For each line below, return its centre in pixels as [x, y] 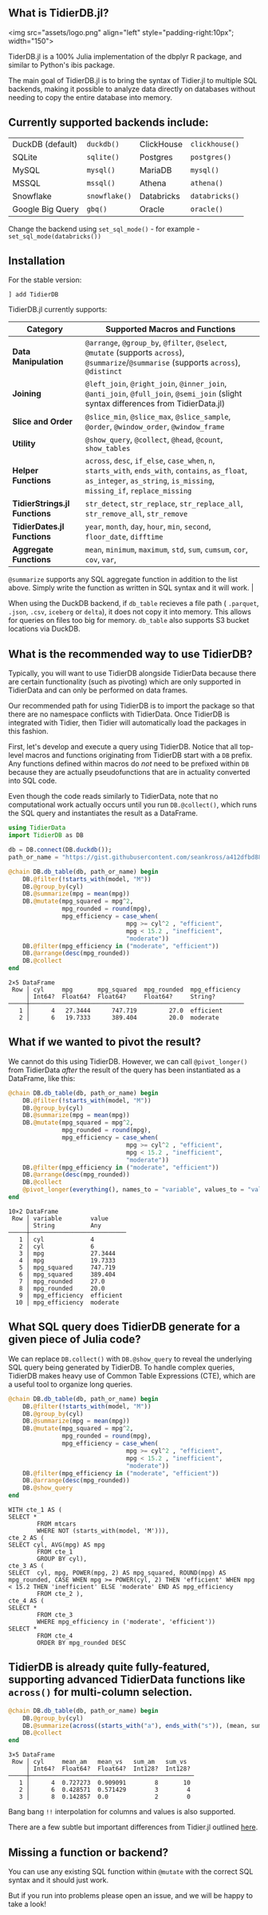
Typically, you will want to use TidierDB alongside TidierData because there [132, 673]
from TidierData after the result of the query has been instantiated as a [124, 1070]
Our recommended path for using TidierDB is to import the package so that [132, 706]
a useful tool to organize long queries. [71, 1384]
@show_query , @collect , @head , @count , [154, 440]
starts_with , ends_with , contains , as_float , [166, 471]
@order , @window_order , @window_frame [155, 427]
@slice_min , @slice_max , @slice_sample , [158, 417]
